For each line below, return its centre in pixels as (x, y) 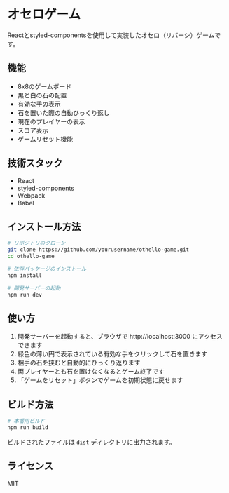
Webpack (31, 195)
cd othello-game (31, 257)
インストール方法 (44, 226)
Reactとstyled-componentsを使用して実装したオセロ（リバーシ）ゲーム (111, 35)
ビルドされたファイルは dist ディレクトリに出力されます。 (92, 442)
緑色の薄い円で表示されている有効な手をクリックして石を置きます (112, 354)
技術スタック (35, 163)
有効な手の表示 (39, 104)
